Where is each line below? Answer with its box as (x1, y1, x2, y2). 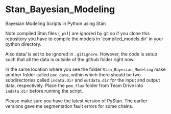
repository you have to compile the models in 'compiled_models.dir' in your (5, 36, 163, 42)
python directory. (5, 41, 42, 47)
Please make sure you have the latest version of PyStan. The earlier (5, 98, 148, 104)
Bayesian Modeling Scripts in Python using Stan (5, 20, 106, 26)
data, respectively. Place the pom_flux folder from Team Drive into (5, 82, 143, 89)
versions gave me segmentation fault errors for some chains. (5, 103, 134, 109)
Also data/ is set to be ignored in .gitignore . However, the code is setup (5, 51, 157, 57)
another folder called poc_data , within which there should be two (5, 71, 141, 77)
